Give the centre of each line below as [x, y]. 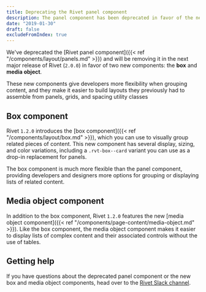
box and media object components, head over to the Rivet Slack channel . [99, 282]
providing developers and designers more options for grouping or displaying [103, 175]
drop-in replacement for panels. [47, 156]
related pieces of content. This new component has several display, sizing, [101, 144]
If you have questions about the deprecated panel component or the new [99, 276]
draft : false [23, 29]
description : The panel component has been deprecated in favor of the [100, 18]
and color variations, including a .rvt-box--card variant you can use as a [98, 150]
